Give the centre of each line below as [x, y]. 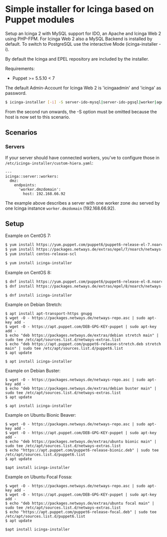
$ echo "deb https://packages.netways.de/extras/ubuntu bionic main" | [81, 442]
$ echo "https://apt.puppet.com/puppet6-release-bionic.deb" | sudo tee [82, 451]
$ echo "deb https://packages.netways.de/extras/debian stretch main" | [82, 336]
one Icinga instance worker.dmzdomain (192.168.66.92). [60, 208]
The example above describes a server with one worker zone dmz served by [83, 203]
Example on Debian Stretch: [34, 305]
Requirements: [20, 69]
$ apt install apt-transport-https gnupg [49, 314]
